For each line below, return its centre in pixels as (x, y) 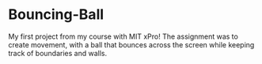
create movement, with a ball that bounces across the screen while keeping (131, 44)
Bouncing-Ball (56, 15)
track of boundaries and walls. (58, 53)
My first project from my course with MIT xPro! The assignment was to (123, 36)
